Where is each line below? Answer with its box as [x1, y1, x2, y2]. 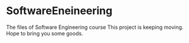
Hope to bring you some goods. [6, 29, 84, 37]
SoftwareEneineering [6, 4, 113, 18]
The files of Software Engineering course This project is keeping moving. [6, 24, 184, 31]
